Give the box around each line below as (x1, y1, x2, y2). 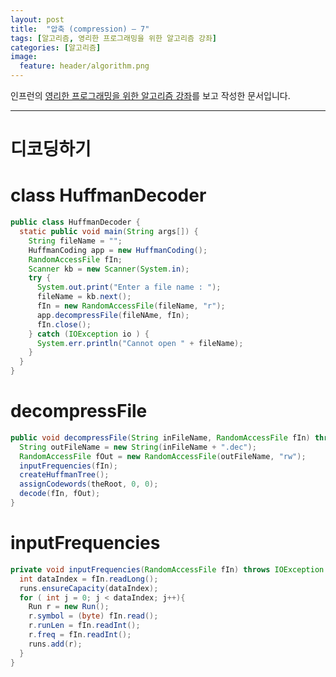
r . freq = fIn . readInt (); (28, 630, 132, 640)
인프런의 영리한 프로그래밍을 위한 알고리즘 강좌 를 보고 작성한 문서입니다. (10, 90, 291, 101)
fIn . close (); (36, 319, 92, 330)
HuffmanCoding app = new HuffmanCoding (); (28, 245, 208, 255)
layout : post (10, 14, 65, 25)
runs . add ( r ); (28, 639, 83, 649)
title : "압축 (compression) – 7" (10, 24, 150, 34)
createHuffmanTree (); (19, 470, 110, 480)
